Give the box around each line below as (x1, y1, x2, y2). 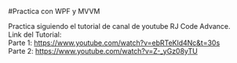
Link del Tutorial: (8, 30, 62, 39)
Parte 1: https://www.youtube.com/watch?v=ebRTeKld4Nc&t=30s (8, 38, 221, 47)
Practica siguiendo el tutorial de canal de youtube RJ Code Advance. (8, 22, 231, 30)
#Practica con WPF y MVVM (8, 7, 100, 16)
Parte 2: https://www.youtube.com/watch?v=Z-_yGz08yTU (8, 47, 198, 55)
